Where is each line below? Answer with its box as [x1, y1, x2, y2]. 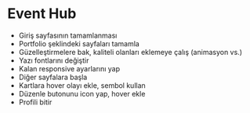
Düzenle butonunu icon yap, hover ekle [18, 89, 146, 98]
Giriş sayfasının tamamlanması [18, 31, 118, 40]
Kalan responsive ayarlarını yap [18, 64, 121, 73]
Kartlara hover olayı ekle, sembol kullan [18, 80, 146, 90]
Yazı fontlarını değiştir [18, 56, 89, 65]
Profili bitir [18, 97, 53, 107]
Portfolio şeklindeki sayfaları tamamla [18, 38, 140, 48]
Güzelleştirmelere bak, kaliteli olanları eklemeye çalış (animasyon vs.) [18, 47, 242, 56]
